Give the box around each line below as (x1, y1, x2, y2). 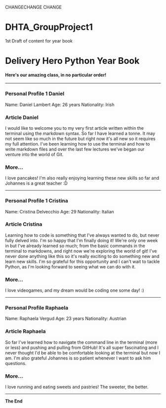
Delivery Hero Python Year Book (5, 55, 140, 66)
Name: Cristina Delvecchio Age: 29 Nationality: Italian (5, 208, 115, 214)
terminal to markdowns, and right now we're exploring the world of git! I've (5, 248, 157, 254)
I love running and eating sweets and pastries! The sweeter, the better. (5, 384, 149, 390)
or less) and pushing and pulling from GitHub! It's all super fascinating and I (5, 344, 159, 351)
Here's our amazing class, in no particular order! (5, 72, 107, 78)
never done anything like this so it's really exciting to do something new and (5, 253, 160, 259)
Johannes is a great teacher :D (5, 180, 68, 186)
